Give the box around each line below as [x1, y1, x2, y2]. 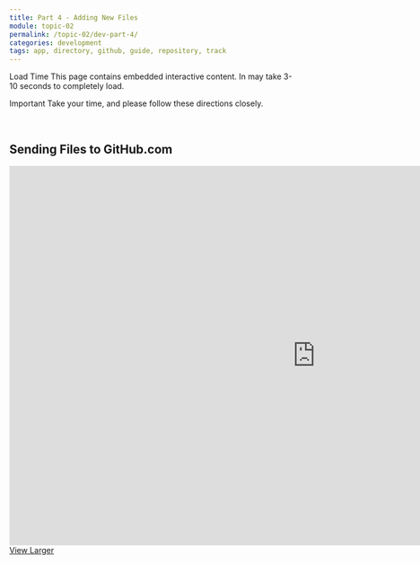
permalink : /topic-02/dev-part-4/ [9, 30, 139, 39]
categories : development [9, 38, 102, 48]
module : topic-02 [9, 22, 74, 31]
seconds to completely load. [19, 81, 125, 92]
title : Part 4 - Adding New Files [9, 13, 139, 22]
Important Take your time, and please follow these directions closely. [9, 98, 264, 109]
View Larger [9, 544, 55, 555]
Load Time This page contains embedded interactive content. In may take [9, 71, 282, 82]
